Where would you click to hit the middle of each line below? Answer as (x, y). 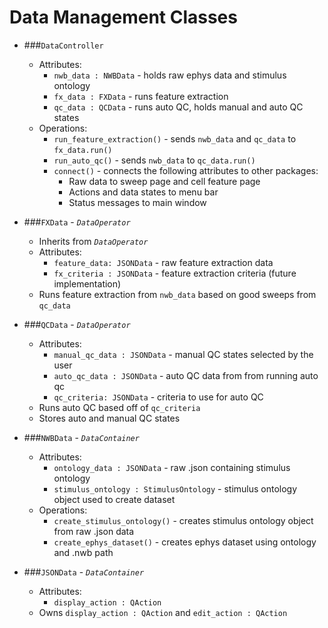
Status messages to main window (137, 202)
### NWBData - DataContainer (81, 437)
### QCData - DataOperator (77, 324)
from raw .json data (94, 531)
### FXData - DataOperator (77, 222)
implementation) (87, 283)
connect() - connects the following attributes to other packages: (186, 170)
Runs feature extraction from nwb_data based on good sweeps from (177, 294)
